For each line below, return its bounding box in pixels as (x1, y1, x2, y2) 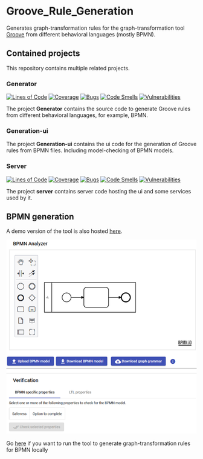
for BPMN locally (6, 446, 48, 453)
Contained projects (6, 49, 80, 59)
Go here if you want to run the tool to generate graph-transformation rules (6, 440, 191, 447)
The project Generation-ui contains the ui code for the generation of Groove (6, 141, 197, 148)
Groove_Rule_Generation (6, 4, 134, 18)
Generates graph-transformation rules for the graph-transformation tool (6, 24, 185, 32)
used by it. (6, 194, 33, 201)
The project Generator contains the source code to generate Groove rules (6, 105, 191, 113)
